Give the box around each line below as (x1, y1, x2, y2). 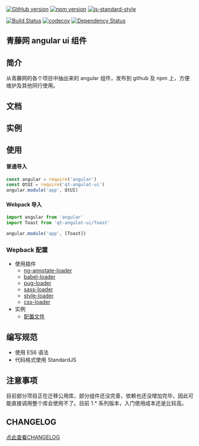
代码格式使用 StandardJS (14, 356, 77, 364)
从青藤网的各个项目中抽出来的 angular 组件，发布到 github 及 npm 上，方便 (6, 75, 190, 82)
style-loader (23, 292, 54, 300)
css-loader (23, 298, 50, 305)
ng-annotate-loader (23, 267, 72, 274)
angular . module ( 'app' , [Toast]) (6, 231, 86, 237)
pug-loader (23, 279, 52, 287)
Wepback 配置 (6, 246, 48, 254)
